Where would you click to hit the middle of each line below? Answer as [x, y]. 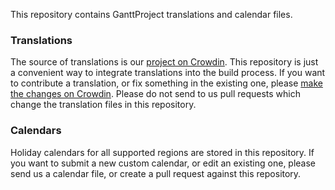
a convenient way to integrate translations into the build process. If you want [168, 73]
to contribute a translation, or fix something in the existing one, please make [166, 83]
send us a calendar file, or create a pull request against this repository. [156, 173]
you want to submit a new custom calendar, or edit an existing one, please [163, 163]
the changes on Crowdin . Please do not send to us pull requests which [155, 94]
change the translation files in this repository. [103, 105]
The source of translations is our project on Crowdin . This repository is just [164, 62]
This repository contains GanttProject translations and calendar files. [151, 14]
